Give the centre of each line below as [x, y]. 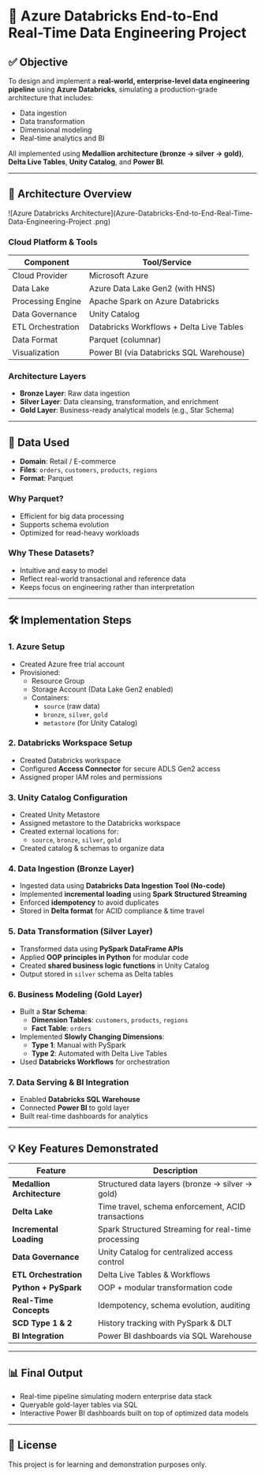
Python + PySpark [47, 1288]
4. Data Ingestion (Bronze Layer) [71, 869]
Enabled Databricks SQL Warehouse [80, 1100]
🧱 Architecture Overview [70, 194]
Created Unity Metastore [60, 815]
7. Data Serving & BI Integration [69, 1082]
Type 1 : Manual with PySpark [78, 1044]
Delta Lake [32, 1212]
